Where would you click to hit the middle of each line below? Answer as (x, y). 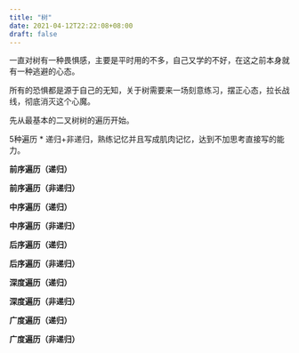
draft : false (33, 34)
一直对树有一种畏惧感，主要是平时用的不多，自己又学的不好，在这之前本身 (145, 60)
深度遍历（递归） (40, 283)
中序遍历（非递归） (44, 226)
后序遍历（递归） (40, 245)
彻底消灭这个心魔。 (60, 101)
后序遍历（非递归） (44, 264)
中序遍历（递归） (40, 207)
